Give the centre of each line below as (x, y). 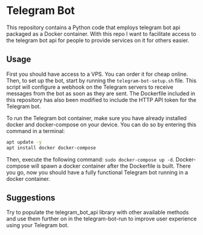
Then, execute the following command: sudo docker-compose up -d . (90, 159)
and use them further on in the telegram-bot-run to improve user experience (101, 219)
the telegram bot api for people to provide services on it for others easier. (98, 40)
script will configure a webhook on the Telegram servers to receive (90, 87)
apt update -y (24, 142)
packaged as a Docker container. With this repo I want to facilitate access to (101, 33)
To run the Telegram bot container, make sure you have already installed (96, 118)
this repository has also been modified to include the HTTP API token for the (101, 100)
